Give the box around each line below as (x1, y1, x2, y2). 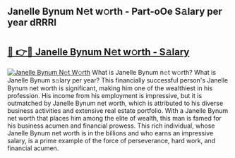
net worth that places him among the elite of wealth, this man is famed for (7, 114, 222, 122)
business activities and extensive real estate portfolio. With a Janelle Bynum (7, 107, 229, 115)
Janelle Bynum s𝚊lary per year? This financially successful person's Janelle (7, 76, 228, 84)
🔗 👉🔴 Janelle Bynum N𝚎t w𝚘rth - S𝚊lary (7, 46, 190, 58)
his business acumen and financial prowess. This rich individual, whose (7, 121, 215, 130)
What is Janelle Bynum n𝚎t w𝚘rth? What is (91, 68, 217, 76)
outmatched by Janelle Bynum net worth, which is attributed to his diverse (7, 99, 224, 107)
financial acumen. (7, 144, 59, 152)
